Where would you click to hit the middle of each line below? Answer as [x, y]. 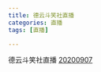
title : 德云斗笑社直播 [41, 15]
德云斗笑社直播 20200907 [50, 60]
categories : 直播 [36, 23]
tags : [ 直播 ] [28, 30]
